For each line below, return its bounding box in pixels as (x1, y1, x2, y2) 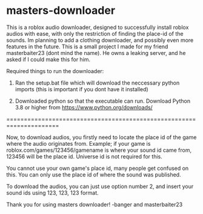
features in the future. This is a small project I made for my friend (6, 43, 168, 50)
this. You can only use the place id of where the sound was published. (6, 170, 181, 178)
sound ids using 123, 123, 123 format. (6, 189, 99, 196)
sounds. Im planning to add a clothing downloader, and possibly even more (6, 36, 194, 44)
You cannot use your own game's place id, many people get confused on (6, 164, 189, 172)
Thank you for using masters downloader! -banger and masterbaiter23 (6, 201, 183, 208)
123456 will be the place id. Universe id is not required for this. (6, 152, 162, 160)
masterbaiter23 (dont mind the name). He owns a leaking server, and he (6, 49, 186, 56)
